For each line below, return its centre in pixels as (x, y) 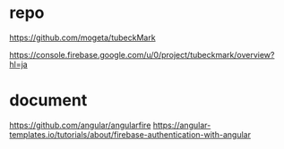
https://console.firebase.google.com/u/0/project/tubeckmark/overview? (142, 54)
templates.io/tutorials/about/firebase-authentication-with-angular (130, 134)
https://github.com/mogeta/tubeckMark (82, 37)
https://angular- (182, 125)
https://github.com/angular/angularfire (80, 125)
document (48, 100)
